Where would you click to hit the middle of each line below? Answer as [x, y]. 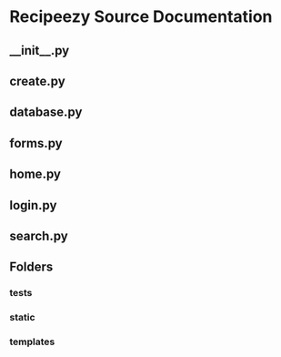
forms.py [36, 143]
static [22, 318]
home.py [35, 174]
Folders [31, 267]
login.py [33, 205]
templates [32, 342]
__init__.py [40, 51]
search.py [39, 235]
